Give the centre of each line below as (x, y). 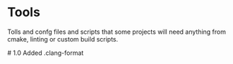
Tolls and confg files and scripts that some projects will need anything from (116, 32)
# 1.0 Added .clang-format (46, 53)
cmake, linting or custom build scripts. (63, 39)
